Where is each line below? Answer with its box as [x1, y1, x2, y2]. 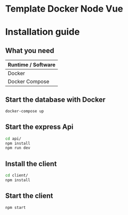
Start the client [5, 192, 53, 200]
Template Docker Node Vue [5, 3, 123, 15]
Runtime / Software [8, 61, 56, 68]
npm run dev [5, 145, 30, 151]
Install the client [5, 159, 57, 168]
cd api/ [5, 136, 22, 141]
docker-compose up [5, 109, 44, 114]
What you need [5, 46, 55, 55]
